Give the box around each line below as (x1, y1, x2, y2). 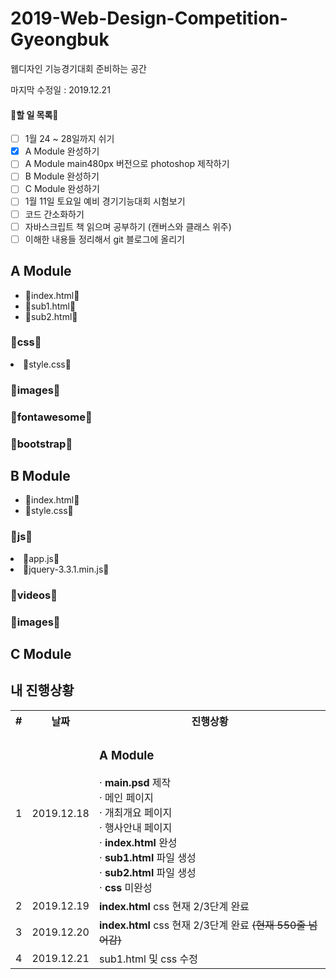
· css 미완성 (98, 880, 153, 894)
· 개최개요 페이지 (98, 805, 173, 819)
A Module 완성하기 (24, 145, 100, 157)
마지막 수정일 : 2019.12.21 (10, 83, 111, 96)
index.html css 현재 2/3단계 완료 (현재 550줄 (98, 918, 307, 932)
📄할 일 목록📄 (10, 108, 59, 121)
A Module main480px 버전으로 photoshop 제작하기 (24, 158, 230, 170)
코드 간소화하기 (24, 208, 85, 220)
